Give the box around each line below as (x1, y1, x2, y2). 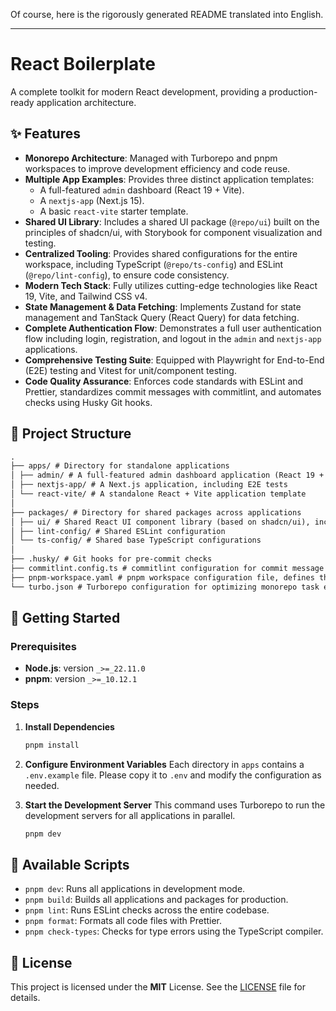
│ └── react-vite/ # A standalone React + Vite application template (10, 489, 307, 499)
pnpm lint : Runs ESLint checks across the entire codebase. (24, 904, 270, 916)
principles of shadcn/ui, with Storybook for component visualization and (24, 226, 323, 238)
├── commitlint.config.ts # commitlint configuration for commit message (10, 564, 325, 574)
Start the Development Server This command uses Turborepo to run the (24, 799, 326, 811)
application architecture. (36, 96, 137, 108)
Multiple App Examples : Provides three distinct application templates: (24, 173, 315, 185)
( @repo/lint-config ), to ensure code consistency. (24, 269, 230, 281)
